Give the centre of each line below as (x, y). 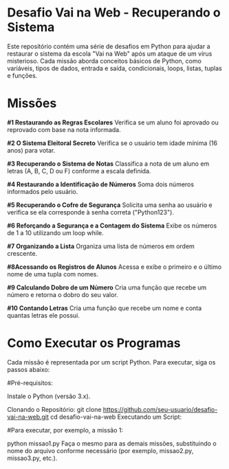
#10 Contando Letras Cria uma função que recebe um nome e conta (105, 308)
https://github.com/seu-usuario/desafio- (160, 409)
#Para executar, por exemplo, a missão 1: (65, 430)
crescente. (22, 253)
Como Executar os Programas (94, 343)
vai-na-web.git (28, 417)
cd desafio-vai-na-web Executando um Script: (116, 417)
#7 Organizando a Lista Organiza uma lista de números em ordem (101, 246)
